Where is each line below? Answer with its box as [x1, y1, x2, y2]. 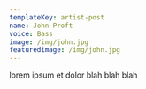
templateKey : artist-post [9, 12, 104, 22]
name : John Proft [9, 21, 73, 30]
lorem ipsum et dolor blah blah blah [9, 70, 138, 80]
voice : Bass [9, 29, 53, 38]
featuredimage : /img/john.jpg [9, 46, 121, 55]
